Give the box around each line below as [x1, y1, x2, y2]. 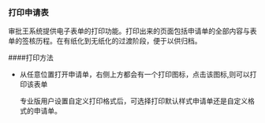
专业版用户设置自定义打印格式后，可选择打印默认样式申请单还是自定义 [19, 96, 248, 106]
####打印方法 [8, 53, 54, 62]
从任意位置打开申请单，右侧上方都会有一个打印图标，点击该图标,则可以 [19, 69, 250, 80]
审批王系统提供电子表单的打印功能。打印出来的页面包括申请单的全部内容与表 [8, 26, 257, 36]
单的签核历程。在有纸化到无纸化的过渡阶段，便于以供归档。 [8, 36, 202, 46]
